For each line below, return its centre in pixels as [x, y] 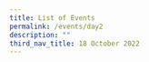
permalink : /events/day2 [56, 26]
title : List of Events [52, 18]
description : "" [40, 35]
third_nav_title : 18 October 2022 [75, 43]
